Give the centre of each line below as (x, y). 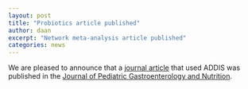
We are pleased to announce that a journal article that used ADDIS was (124, 68)
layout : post (30, 15)
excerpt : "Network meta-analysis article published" (97, 38)
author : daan (30, 30)
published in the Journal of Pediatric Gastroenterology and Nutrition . (120, 76)
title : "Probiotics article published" (74, 23)
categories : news (37, 45)
